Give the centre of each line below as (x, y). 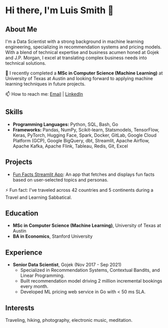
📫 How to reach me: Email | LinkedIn (44, 94)
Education (22, 213)
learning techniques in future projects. (45, 84)
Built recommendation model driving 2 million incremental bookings (91, 281)
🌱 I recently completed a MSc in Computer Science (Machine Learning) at (84, 73)
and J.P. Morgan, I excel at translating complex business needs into (76, 58)
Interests (20, 308)
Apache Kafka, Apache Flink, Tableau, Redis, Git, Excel (70, 146)
